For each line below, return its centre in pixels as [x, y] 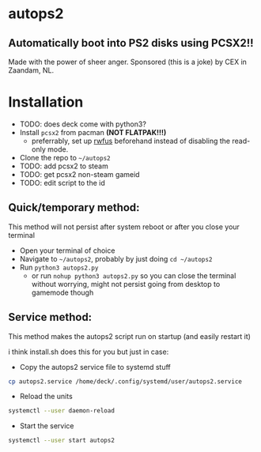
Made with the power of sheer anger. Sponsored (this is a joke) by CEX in [128, 62]
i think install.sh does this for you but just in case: [89, 352]
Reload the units [46, 397]
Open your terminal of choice [67, 250]
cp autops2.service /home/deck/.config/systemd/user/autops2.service [125, 381]
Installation [46, 102]
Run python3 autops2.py [59, 267]
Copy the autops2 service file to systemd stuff [95, 367]
